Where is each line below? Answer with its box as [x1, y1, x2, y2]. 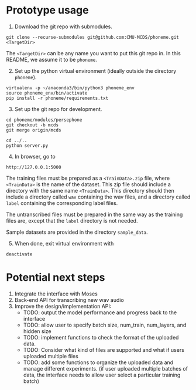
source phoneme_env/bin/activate [6, 90, 88, 96]
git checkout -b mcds [6, 122, 59, 128]
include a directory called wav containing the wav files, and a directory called [6, 193, 191, 200]
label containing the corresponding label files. [6, 199, 118, 206]
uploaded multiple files [23, 352, 79, 359]
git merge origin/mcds [6, 127, 61, 133]
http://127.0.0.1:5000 [6, 164, 61, 170]
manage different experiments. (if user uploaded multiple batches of [23, 365, 188, 372]
